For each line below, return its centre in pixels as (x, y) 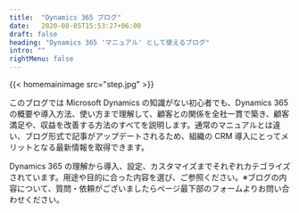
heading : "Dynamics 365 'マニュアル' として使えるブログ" (109, 42)
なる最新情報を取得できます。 (95, 147)
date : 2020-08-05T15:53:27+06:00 (75, 26)
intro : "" (28, 51)
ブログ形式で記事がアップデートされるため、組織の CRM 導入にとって (153, 136)
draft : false (33, 34)
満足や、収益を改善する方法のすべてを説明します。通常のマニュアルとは (141, 125)
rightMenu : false (42, 59)
